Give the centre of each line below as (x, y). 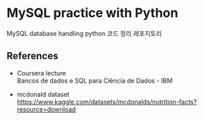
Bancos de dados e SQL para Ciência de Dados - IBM (95, 80)
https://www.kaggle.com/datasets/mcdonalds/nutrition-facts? (107, 102)
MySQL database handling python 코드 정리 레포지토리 (84, 33)
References (32, 56)
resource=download (46, 109)
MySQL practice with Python (92, 13)
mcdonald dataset (43, 94)
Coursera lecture (41, 73)
